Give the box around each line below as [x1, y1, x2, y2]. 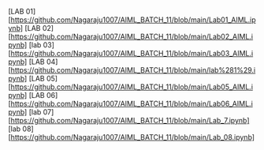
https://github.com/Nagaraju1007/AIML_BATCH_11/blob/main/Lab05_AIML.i [10, 82, 254, 92]
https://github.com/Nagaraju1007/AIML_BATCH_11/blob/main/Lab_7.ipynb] [10, 116, 250, 125]
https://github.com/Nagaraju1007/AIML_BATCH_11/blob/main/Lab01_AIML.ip [10, 15, 256, 24]
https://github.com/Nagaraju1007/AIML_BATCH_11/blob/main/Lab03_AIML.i [10, 49, 254, 58]
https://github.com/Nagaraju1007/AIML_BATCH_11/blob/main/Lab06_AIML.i [10, 99, 254, 108]
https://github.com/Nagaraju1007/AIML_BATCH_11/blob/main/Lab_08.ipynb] [10, 133, 255, 141]
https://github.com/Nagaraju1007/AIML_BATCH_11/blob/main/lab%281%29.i [10, 66, 256, 74]
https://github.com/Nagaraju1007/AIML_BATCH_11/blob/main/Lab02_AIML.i [10, 32, 254, 41]
